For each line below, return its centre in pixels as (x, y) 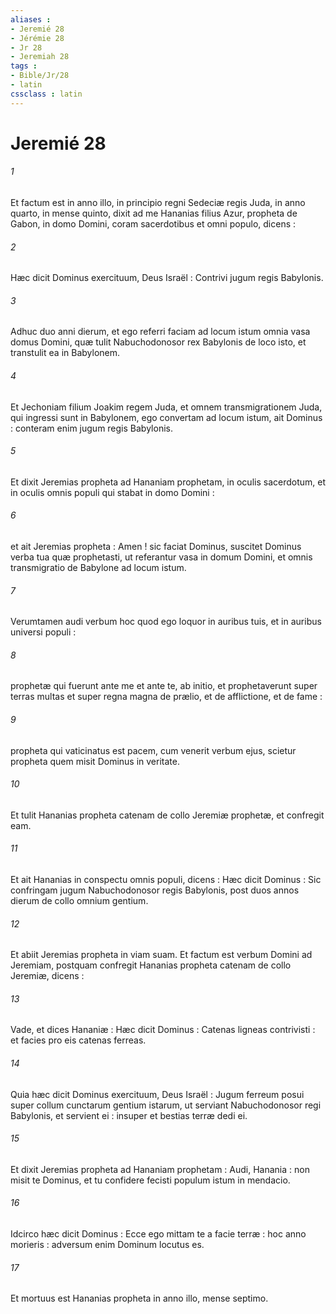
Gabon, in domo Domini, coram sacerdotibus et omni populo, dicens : (153, 224)
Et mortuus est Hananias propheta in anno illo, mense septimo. (139, 1298)
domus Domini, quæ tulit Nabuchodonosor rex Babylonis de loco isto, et (158, 342)
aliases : (31, 19)
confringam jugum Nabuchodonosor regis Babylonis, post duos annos (155, 890)
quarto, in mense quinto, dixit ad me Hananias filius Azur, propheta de (154, 213)
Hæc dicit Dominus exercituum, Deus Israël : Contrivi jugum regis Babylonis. (167, 278)
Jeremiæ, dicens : (47, 976)
